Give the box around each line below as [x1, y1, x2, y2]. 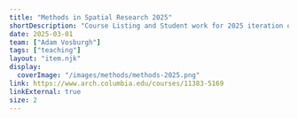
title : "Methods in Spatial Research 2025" [9, 12, 173, 22]
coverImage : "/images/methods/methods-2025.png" [17, 71, 200, 80]
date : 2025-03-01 [9, 29, 74, 38]
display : [9, 63, 42, 72]
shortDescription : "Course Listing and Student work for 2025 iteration [9, 21, 284, 30]
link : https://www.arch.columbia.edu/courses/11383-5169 [9, 79, 224, 88]
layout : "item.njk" [9, 54, 82, 63]
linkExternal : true [9, 87, 82, 96]
